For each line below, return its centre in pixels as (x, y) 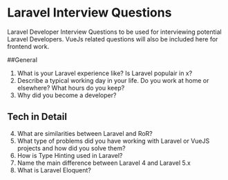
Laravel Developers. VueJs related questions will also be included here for (113, 39)
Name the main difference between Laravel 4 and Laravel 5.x (104, 163)
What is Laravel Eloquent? (54, 170)
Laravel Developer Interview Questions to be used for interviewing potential (115, 32)
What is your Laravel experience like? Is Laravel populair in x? (105, 73)
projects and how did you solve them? (71, 148)
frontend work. (28, 46)
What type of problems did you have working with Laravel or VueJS (113, 141)
